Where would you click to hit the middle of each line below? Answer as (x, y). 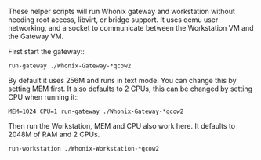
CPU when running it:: (43, 97)
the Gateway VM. (36, 36)
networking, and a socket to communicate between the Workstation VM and (131, 28)
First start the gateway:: (46, 51)
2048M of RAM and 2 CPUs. (54, 134)
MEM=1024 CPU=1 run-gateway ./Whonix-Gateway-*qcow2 (96, 111)
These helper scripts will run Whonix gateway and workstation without (121, 11)
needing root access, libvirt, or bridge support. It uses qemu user (113, 20)
